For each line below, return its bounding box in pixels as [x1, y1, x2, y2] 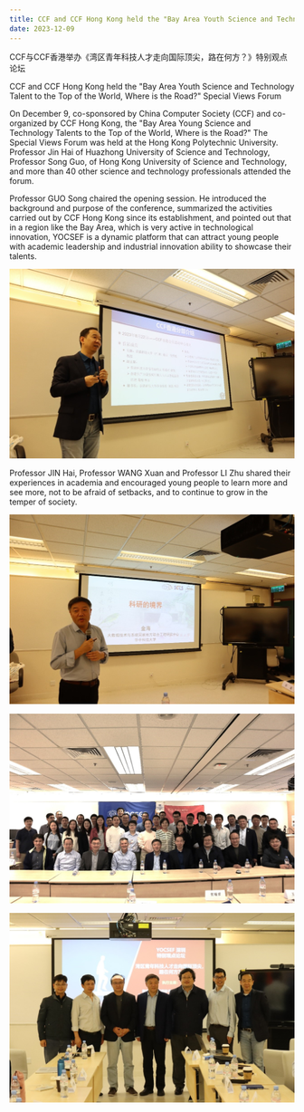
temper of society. [9, 496, 78, 507]
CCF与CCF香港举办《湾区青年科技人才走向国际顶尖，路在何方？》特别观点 [9, 51, 288, 62]
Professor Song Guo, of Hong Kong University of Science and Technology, [9, 156, 288, 167]
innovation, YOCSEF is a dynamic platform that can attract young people [9, 231, 279, 242]
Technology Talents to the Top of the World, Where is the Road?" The [9, 127, 269, 138]
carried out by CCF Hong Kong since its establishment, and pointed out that [9, 212, 292, 223]
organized [9, 118, 47, 129]
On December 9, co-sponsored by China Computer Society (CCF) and [9, 108, 271, 119]
